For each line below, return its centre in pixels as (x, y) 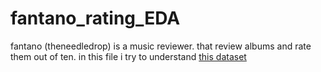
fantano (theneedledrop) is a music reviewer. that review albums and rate (161, 46)
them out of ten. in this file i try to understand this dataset (128, 56)
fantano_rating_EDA (95, 18)
